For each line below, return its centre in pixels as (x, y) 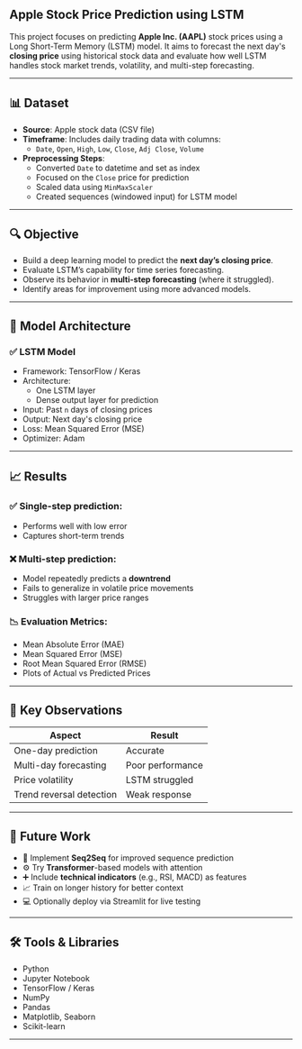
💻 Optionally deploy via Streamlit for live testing (111, 901)
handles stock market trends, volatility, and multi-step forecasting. (132, 65)
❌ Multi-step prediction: (63, 559)
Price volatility (44, 780)
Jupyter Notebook (56, 978)
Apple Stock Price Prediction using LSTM (127, 15)
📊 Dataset (39, 103)
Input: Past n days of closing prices (87, 410)
